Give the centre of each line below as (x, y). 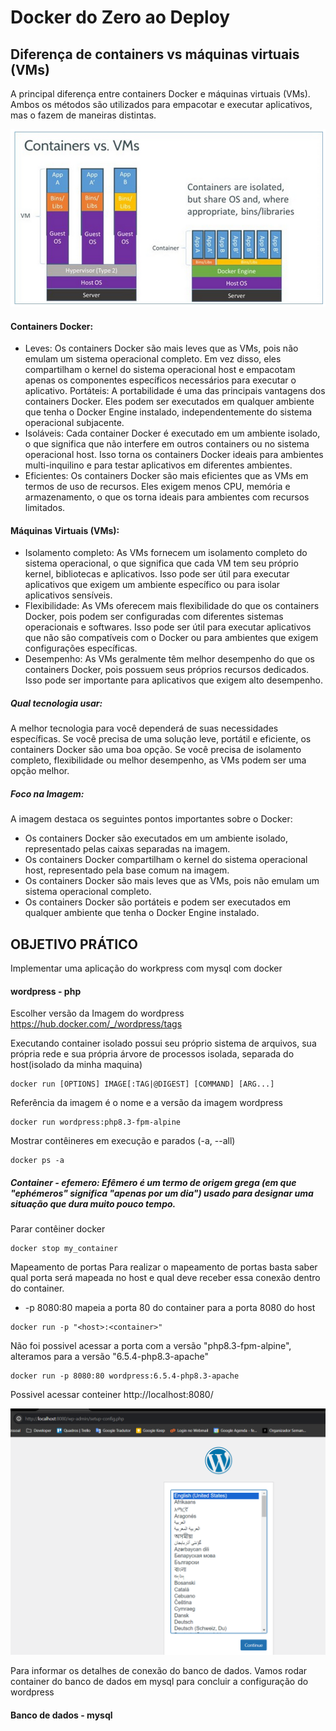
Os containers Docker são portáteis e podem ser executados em (158, 902)
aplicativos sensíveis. (68, 595)
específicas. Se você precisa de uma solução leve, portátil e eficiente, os (161, 739)
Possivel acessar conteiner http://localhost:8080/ (112, 1395)
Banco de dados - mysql (61, 1715)
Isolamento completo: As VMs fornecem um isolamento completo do (166, 553)
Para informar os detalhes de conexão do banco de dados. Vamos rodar (159, 1671)
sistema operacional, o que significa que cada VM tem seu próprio (161, 563)
